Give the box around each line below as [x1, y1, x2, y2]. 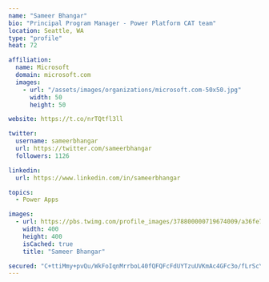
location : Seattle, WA [8, 26, 84, 34]
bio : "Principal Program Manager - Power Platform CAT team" [8, 19, 217, 27]
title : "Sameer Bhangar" [22, 248, 106, 256]
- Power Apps [15, 195, 59, 204]
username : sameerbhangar [15, 137, 98, 145]
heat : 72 [8, 42, 38, 50]
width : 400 [22, 225, 59, 233]
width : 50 [29, 93, 62, 101]
